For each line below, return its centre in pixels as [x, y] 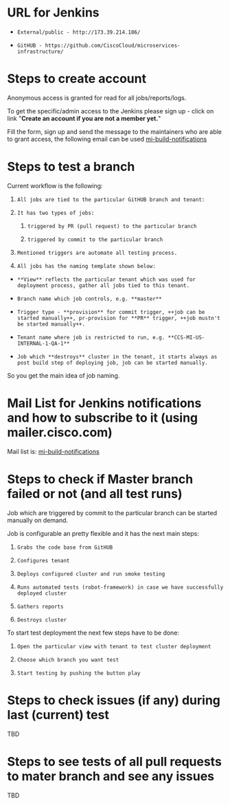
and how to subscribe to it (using [103, 418]
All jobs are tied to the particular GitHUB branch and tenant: [111, 200]
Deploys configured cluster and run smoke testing [91, 574]
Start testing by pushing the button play [79, 673]
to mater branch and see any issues [111, 776]
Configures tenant [43, 560]
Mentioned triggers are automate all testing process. [97, 253]
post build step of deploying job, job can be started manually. [112, 363]
